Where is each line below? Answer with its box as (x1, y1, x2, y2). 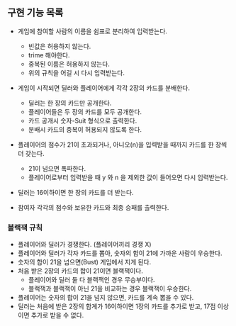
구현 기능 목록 (7, 6, 64, 19)
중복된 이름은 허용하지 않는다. (28, 60, 110, 68)
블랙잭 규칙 (7, 223, 43, 232)
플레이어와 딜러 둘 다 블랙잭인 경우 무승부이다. (28, 276, 155, 284)
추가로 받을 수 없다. (30, 311, 84, 320)
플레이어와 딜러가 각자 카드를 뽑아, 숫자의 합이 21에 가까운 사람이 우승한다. (17, 249, 223, 257)
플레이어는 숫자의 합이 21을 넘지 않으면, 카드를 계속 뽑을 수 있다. (17, 293, 194, 302)
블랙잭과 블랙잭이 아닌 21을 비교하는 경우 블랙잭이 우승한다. (28, 284, 192, 293)
